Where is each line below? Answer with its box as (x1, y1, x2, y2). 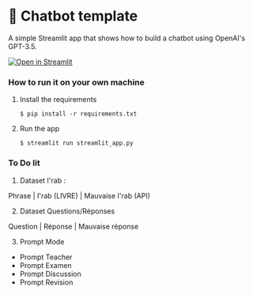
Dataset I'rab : (19, 176, 66, 185)
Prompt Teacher (19, 252, 73, 262)
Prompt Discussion (19, 269, 81, 278)
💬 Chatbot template (8, 7, 138, 25)
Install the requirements (19, 95, 97, 104)
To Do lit (8, 157, 41, 168)
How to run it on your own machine (8, 77, 145, 88)
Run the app (19, 124, 60, 134)
